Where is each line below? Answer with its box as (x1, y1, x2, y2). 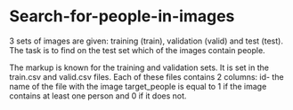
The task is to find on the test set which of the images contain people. (9, 44, 265, 55)
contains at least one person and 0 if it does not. (9, 90, 187, 101)
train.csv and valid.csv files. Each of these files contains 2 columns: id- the (9, 71, 284, 82)
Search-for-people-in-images (9, 6, 235, 27)
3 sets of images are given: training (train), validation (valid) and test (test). (9, 35, 283, 46)
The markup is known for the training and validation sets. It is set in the (9, 62, 270, 73)
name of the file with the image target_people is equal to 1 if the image (9, 81, 267, 91)
